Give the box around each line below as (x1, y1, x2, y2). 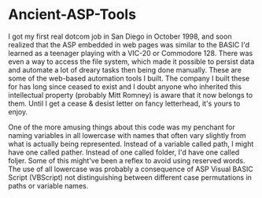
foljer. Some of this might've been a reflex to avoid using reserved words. (8, 155, 245, 165)
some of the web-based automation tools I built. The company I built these (8, 73, 250, 83)
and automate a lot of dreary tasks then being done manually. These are (8, 65, 242, 74)
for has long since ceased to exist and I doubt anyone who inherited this (8, 81, 242, 92)
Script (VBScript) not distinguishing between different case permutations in (8, 172, 252, 182)
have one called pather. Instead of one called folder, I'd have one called (8, 148, 240, 157)
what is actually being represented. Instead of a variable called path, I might (8, 139, 254, 148)
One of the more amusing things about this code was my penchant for (8, 122, 235, 132)
